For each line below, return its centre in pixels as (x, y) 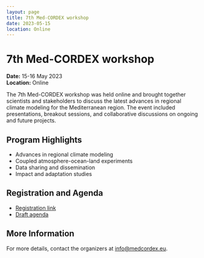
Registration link (36, 208)
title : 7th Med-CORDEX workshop (47, 18)
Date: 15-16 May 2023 (34, 76)
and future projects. (31, 120)
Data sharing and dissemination (55, 168)
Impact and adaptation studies (54, 174)
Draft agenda (32, 214)
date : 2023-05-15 (28, 23)
